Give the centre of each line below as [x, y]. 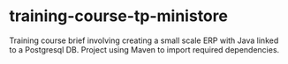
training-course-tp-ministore [118, 16]
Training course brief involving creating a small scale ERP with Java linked [144, 40]
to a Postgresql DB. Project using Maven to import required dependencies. [144, 49]
